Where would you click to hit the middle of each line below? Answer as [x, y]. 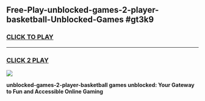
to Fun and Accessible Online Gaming [55, 91]
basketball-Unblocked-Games [65, 20]
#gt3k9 [140, 20]
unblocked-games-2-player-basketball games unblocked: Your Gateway [100, 84]
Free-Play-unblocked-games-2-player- [83, 10]
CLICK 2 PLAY [27, 60]
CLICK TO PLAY [30, 37]
